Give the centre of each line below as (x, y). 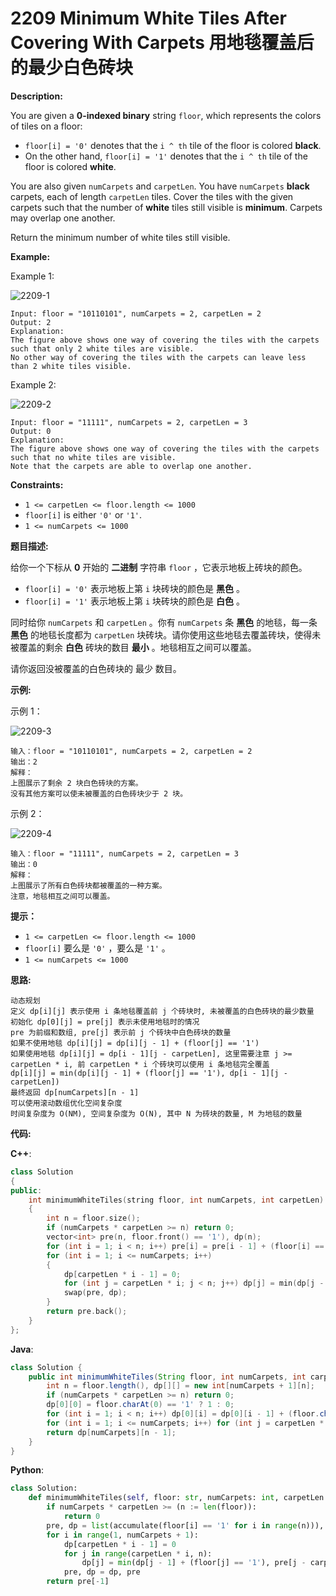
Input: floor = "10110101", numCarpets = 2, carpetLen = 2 (136, 313)
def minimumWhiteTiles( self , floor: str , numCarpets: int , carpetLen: (178, 1498)
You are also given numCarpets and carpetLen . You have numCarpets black (160, 186)
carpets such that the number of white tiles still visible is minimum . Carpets (166, 207)
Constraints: (37, 484)
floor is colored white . (70, 166)
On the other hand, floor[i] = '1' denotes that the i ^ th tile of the (166, 156)
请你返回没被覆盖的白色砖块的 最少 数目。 (96, 668)
